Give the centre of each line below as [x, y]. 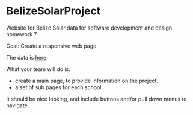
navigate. [18, 105]
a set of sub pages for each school [58, 87]
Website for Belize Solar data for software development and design [89, 28]
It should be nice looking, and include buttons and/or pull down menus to [97, 99]
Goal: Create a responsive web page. [52, 46]
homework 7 [22, 34]
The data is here [26, 57]
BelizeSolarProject [54, 11]
